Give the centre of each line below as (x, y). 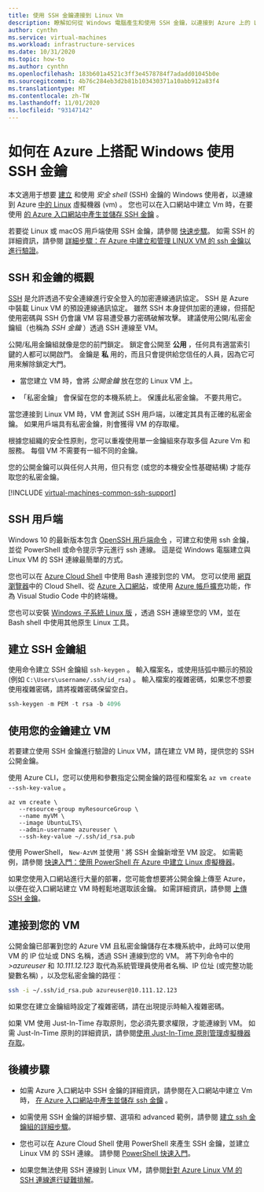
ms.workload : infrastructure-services (71, 45)
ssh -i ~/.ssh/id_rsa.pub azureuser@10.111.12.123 (93, 990)
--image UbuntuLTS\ (50, 823)
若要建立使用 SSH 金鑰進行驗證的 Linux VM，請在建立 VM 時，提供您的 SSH (131, 751)
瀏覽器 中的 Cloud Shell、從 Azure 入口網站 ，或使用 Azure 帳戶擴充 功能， (126, 585)
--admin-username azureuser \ (68, 830)
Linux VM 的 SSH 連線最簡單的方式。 (68, 559)
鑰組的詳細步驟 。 (47, 1126)
